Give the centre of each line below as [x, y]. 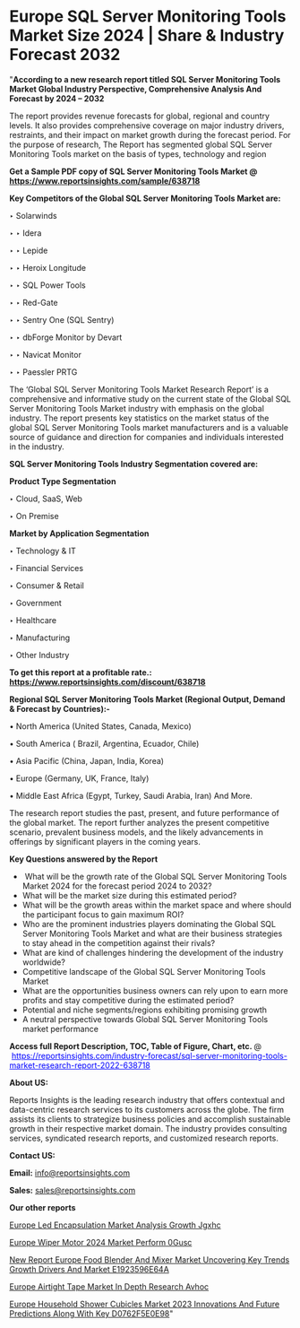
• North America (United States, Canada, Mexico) [101, 726]
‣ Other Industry [39, 655]
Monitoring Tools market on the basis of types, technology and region [138, 153]
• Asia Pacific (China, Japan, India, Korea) [86, 760]
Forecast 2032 [65, 55]
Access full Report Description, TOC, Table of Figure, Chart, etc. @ [136, 1046]
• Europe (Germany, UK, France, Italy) [79, 778]
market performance [60, 1029]
